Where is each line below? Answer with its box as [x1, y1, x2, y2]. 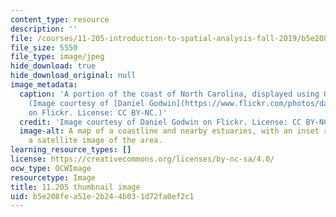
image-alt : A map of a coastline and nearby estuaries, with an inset [19, 126, 320, 136]
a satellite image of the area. [28, 136, 163, 146]
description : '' [10, 24, 78, 34]
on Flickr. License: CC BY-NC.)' [28, 107, 168, 118]
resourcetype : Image [10, 172, 97, 183]
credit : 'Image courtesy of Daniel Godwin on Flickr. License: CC [19, 117, 302, 127]
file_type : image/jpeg [10, 52, 105, 62]
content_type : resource [10, 14, 110, 25]
